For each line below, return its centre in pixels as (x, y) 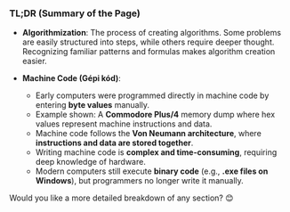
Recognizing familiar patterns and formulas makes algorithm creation (149, 52)
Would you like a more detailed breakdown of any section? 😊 (121, 198)
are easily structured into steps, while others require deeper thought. (148, 42)
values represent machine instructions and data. (124, 124)
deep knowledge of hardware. (91, 162)
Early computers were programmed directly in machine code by (152, 95)
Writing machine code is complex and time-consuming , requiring (156, 152)
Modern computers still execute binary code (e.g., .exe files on (152, 171)
